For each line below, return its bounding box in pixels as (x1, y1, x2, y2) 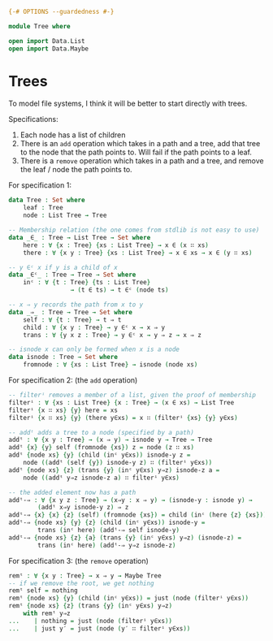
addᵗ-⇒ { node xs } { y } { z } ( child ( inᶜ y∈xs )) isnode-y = (8, 518, 206, 527)
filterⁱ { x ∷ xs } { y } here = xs (8, 406, 118, 414)
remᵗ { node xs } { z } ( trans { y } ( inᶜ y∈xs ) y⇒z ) (8, 602, 173, 610)
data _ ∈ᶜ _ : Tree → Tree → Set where (8, 271, 136, 279)
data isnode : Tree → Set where (8, 353, 118, 362)
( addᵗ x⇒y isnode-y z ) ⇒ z (37, 504, 129, 512)
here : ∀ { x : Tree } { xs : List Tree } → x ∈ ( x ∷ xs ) (23, 240, 209, 249)
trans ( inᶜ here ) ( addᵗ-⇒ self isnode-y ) (37, 526, 180, 535)
